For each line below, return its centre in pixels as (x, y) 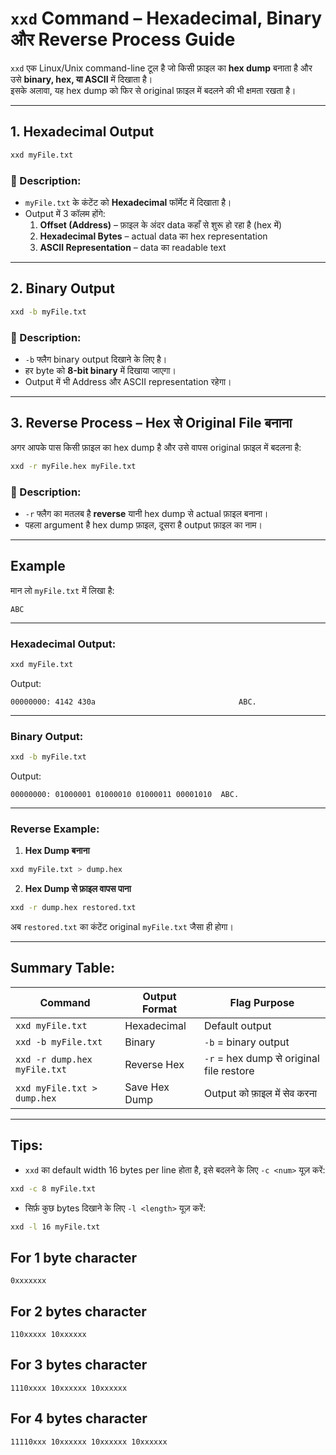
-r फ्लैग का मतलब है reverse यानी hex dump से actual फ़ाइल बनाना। (146, 513)
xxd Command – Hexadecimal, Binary (166, 18)
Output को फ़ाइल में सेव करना (260, 1093)
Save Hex (147, 1087)
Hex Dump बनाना (57, 851)
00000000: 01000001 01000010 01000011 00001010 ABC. (125, 795)
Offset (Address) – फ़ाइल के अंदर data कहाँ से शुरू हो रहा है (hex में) (161, 224)
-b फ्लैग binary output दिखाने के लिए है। (96, 359)
